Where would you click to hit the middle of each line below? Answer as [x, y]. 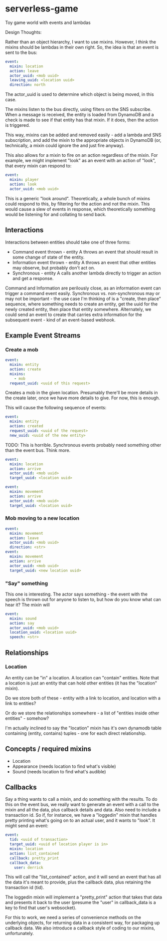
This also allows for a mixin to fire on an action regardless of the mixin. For [82, 155]
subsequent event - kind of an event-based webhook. [60, 319]
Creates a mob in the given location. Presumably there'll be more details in [82, 393]
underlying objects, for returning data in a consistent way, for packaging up [83, 923]
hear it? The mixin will [27, 605]
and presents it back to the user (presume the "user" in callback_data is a [81, 903]
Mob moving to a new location [42, 518]
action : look [23, 184]
